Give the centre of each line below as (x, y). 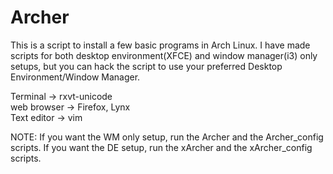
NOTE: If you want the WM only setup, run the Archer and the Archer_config (167, 137)
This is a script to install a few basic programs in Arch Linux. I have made (160, 45)
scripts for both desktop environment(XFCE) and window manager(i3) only (164, 55)
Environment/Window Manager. (75, 77)
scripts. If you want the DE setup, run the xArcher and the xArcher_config (161, 147)
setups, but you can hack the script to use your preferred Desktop (146, 66)
